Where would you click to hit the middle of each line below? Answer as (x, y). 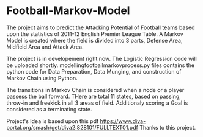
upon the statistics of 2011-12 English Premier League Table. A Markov (95, 33)
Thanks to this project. (168, 127)
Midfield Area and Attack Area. (45, 47)
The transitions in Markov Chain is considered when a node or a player (95, 90)
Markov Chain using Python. (42, 78)
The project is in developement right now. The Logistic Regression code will (102, 58)
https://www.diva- (123, 121)
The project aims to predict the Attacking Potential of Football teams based (101, 27)
